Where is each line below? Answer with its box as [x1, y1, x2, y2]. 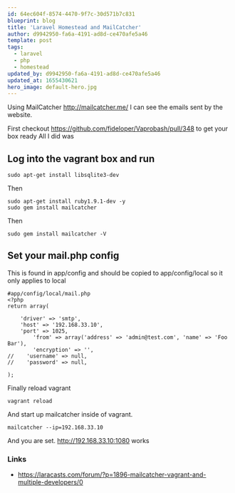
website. [7, 111, 33, 119]
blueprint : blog [7, 17, 56, 24]
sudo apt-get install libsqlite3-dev [7, 172, 120, 179]
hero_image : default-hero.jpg [7, 83, 98, 91]
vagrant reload [7, 397, 53, 405]
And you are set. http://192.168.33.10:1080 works [7, 436, 150, 444]
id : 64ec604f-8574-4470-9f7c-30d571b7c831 [7, 10, 135, 18]
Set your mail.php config [7, 250, 120, 262]
